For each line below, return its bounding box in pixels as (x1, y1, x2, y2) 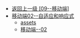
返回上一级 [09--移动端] (11, 5, 69, 12)
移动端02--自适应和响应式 (11, 12, 75, 19)
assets (20, 19, 37, 26)
